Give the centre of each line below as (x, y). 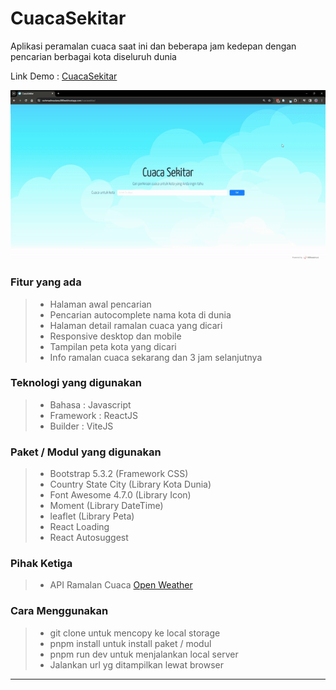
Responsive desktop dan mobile (115, 336)
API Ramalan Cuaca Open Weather (121, 585)
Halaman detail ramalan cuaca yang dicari (136, 325)
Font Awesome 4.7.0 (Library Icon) (120, 495)
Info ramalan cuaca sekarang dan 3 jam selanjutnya (156, 357)
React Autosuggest (89, 538)
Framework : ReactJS (93, 415)
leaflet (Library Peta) (92, 516)
